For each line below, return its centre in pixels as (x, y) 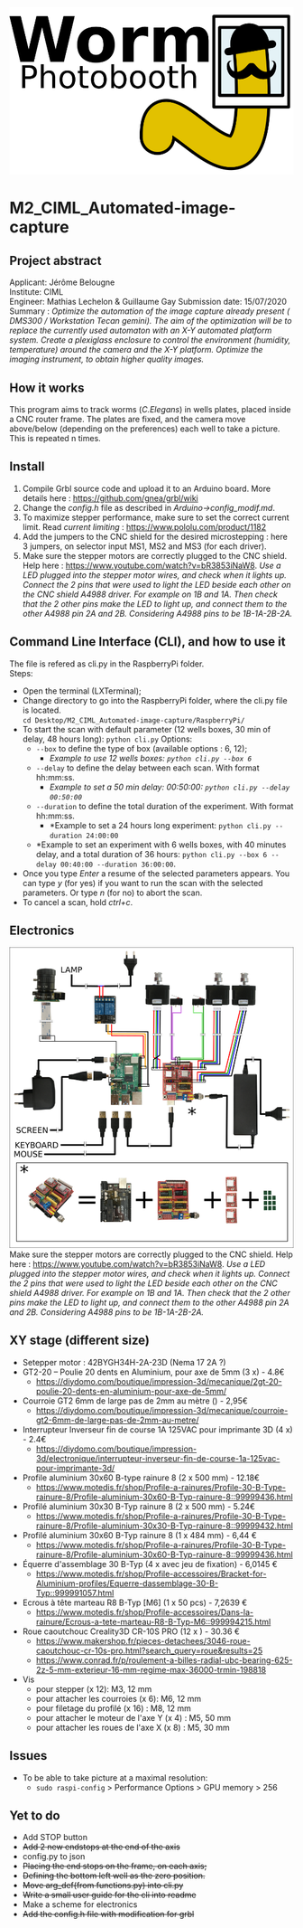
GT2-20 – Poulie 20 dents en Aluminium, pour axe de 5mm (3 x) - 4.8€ (153, 1372)
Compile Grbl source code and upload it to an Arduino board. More (147, 488)
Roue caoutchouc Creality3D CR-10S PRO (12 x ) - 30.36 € (131, 1631)
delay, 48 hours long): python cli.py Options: (107, 739)
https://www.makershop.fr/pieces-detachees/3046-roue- (143, 1640)
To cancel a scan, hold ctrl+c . (78, 902)
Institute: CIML (37, 292)
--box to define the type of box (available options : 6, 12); (142, 748)
